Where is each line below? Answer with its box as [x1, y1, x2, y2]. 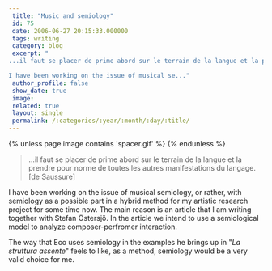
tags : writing [11, 34, 60, 43]
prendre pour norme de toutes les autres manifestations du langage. [28, 163, 257, 172]
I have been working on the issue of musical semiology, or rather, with [8, 188, 242, 197]
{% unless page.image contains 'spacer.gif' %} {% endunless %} [8, 139, 227, 148]
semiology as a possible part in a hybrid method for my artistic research [8, 196, 249, 205]
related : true [11, 102, 60, 110]
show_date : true [11, 87, 67, 95]
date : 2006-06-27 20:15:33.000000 [11, 27, 129, 35]
